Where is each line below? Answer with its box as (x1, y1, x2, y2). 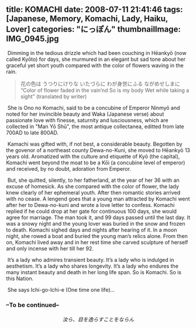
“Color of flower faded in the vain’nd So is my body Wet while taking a (20, 87, 190, 94)
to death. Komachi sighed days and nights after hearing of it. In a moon (6, 226, 177, 233)
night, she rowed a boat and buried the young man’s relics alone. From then (6, 232, 188, 239)
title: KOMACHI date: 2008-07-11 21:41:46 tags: (6, 5, 183, 15)
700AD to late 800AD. (6, 129, 59, 136)
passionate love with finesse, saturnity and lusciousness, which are (6, 116, 169, 123)
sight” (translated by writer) (20, 93, 87, 100)
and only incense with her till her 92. (6, 245, 94, 252)
